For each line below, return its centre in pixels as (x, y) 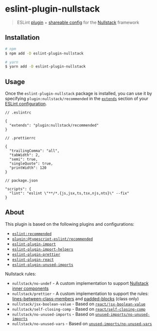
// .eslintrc (18, 113)
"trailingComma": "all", (35, 151)
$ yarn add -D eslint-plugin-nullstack (45, 66)
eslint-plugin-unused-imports (43, 265)
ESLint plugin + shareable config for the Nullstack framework (78, 22)
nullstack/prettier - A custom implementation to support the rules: (80, 293)
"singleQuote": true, (31, 164)
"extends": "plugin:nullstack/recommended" (54, 125)
